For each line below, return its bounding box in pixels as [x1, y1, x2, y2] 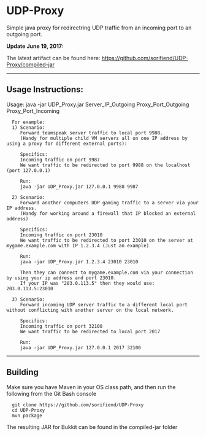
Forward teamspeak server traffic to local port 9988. [20, 130, 164, 136]
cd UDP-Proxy [12, 407, 45, 413]
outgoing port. [6, 30, 43, 37]
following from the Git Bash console [6, 390, 97, 397]
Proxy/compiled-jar [6, 61, 55, 68]
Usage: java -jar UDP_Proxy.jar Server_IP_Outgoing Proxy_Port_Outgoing [6, 101, 189, 108]
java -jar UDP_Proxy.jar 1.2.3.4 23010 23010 [20, 258, 139, 265]
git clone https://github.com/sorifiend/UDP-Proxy [12, 401, 144, 408]
